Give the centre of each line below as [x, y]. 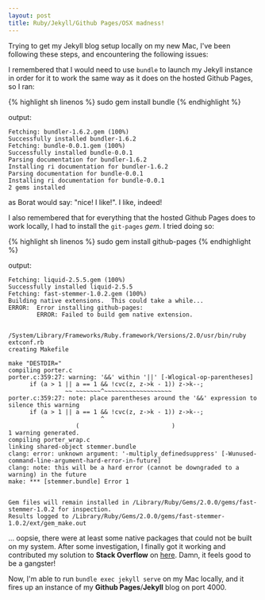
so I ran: [21, 86]
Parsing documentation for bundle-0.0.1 [76, 173]
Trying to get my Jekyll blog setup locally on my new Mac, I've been [119, 45]
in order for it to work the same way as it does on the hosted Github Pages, [131, 78]
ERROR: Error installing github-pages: [76, 308]
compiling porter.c [40, 370]
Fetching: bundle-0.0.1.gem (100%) [67, 145]
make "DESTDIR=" [35, 363]
